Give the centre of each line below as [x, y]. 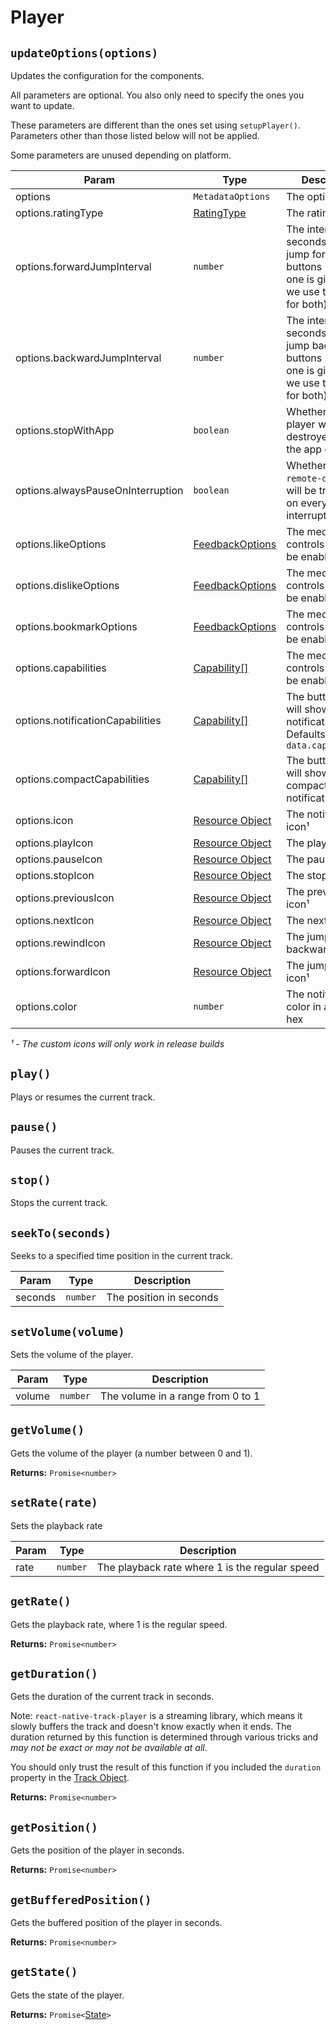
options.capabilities [61, 668]
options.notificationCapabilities [88, 720]
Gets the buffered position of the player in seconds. [116, 1922]
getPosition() [54, 1827]
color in [304, 1006]
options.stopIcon [55, 875]
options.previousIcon [65, 898]
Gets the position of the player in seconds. [97, 1850]
